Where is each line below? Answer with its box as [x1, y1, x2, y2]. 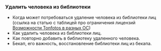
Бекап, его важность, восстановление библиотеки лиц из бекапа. [12, 41, 152, 47]
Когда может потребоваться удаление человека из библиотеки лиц [12, 15, 157, 21]
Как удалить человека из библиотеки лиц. [12, 30, 102, 36]
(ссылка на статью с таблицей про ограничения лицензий [12, 20, 136, 25]
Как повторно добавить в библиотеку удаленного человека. [12, 35, 140, 41]
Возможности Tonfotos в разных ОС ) [12, 25, 91, 31]
